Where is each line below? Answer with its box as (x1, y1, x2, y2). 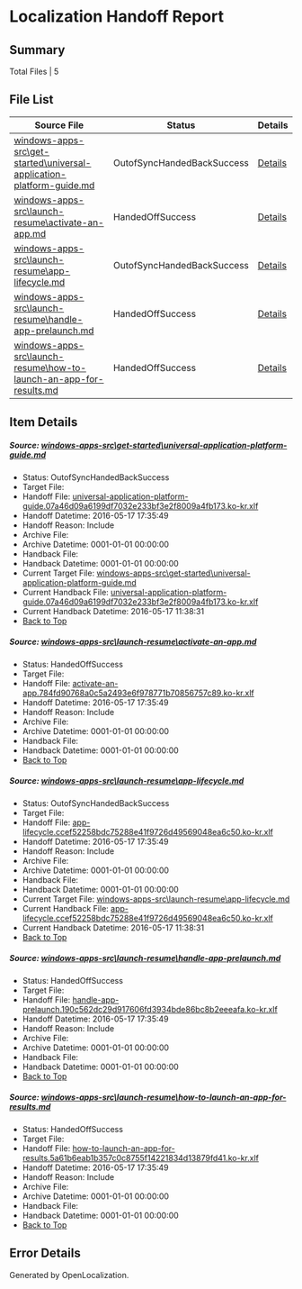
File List (9, 92, 54, 107)
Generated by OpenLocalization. (9, 1269, 129, 1280)
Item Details (9, 414, 78, 430)
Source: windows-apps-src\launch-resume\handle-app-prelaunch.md (9, 952, 281, 963)
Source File (34, 119, 84, 132)
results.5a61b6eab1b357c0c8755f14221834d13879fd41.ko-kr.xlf (22, 1153, 259, 1164)
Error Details (9, 1246, 81, 1261)
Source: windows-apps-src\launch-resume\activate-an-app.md (9, 636, 257, 647)
